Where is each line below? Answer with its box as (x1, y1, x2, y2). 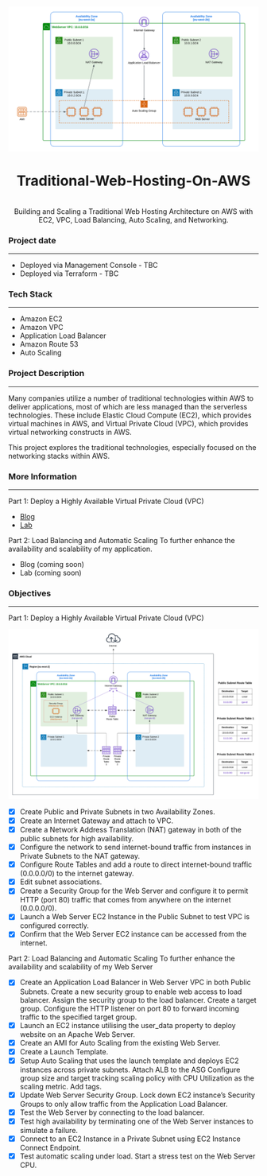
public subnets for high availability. (19, 834, 134, 844)
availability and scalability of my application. (8, 544, 153, 553)
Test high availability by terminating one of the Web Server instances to (19, 1116, 254, 1126)
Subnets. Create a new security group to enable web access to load (19, 987, 242, 996)
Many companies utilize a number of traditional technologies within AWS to (8, 393, 254, 403)
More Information (8, 471, 77, 482)
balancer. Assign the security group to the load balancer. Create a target (19, 995, 257, 1004)
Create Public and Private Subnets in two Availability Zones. (19, 806, 216, 817)
